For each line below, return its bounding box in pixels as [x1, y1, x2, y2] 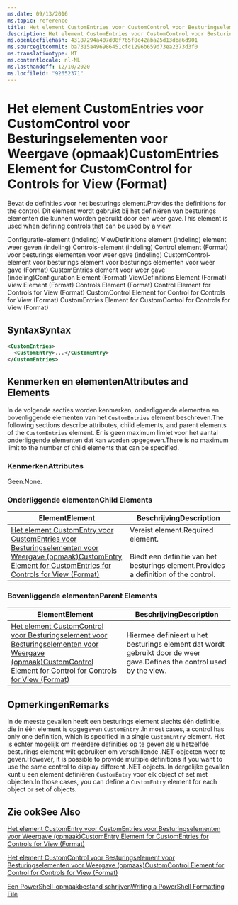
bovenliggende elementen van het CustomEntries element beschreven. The [7, 413, 225, 422]
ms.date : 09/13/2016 [7, 10, 69, 18]
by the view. [126, 665, 167, 675]
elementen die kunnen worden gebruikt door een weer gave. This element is [7, 214, 228, 223]
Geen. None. [7, 477, 42, 486]
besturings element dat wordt [126, 639, 225, 649]
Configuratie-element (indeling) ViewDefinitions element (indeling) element [7, 236, 227, 244]
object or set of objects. [7, 785, 77, 794]
